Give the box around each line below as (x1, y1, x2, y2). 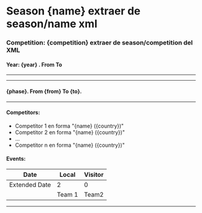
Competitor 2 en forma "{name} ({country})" (14, 128, 125, 136)
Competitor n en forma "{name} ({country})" (14, 141, 125, 149)
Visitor (84, 170, 104, 179)
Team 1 (57, 190, 78, 199)
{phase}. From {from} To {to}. (6, 87, 82, 94)
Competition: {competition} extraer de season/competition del (6, 39, 194, 47)
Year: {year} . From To (6, 61, 63, 68)
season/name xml (6, 17, 97, 31)
